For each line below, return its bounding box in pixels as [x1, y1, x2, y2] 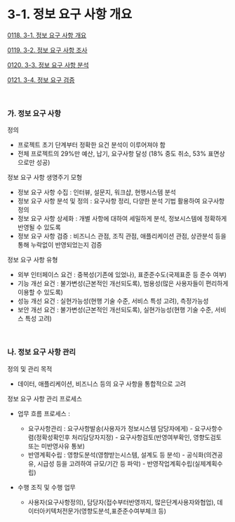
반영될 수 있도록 [17, 223, 61, 232]
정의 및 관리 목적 [7, 364, 53, 373]
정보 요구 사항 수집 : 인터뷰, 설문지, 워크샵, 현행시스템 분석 [17, 188, 177, 196]
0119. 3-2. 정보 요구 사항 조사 [7, 46, 88, 54]
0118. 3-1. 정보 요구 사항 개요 [7, 31, 87, 39]
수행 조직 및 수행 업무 [17, 483, 76, 491]
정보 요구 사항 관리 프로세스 [7, 394, 83, 403]
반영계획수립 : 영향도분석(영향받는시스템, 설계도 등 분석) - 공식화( [27, 450, 206, 459]
